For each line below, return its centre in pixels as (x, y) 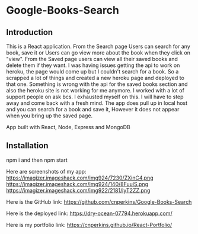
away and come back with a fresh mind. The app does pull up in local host (97, 103)
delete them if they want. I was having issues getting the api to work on (93, 65)
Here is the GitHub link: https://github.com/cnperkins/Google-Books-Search (99, 201)
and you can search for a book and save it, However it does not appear (93, 109)
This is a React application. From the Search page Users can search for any (98, 46)
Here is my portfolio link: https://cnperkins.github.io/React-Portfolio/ (89, 225)
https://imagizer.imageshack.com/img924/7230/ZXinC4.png (80, 178)
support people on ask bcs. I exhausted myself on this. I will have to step (95, 97)
